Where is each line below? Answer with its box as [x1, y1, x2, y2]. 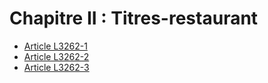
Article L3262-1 [23, 40, 88, 52]
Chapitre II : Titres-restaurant [9, 7, 259, 30]
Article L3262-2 [23, 50, 90, 62]
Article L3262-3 [23, 61, 90, 73]
